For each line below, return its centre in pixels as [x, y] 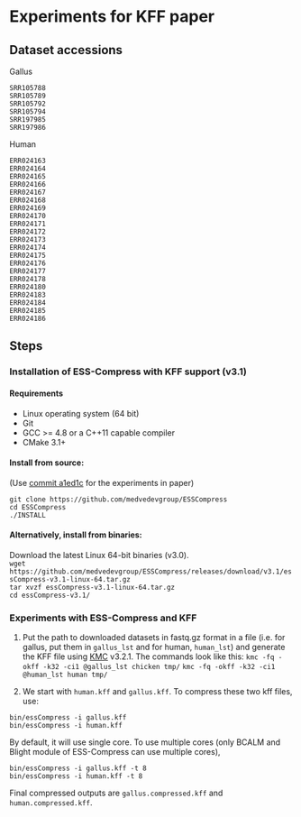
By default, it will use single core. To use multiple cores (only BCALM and [145, 742]
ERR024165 [28, 177]
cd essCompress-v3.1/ [50, 595]
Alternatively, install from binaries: [76, 535]
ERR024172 [28, 232]
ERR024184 [28, 303]
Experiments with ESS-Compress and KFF [103, 618]
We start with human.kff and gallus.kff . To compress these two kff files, [157, 692]
